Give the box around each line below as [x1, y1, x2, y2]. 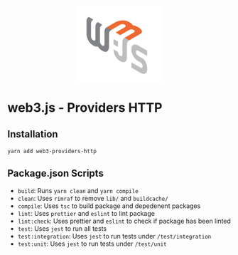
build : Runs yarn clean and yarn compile [17, 186, 139, 194]
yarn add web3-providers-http [7, 147, 97, 155]
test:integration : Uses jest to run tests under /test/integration [17, 231, 212, 240]
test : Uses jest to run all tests [17, 224, 107, 233]
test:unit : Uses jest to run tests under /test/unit [17, 239, 167, 248]
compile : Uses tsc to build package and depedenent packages [17, 202, 201, 210]
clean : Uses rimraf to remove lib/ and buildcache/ [17, 194, 168, 202]
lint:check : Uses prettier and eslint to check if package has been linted [17, 217, 231, 225]
